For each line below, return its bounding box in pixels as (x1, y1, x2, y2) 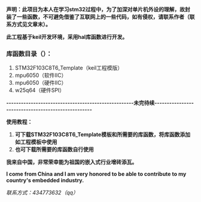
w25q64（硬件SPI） (14, 86, 65, 94)
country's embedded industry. (6, 177, 84, 184)
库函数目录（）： (6, 49, 53, 58)
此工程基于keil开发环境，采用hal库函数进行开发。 (6, 33, 128, 41)
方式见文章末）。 (11, 21, 51, 27)
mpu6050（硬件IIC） (14, 79, 67, 86)
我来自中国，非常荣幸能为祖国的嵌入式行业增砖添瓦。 (6, 159, 138, 166)
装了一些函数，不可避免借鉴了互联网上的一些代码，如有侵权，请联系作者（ (6, 13, 190, 20)
